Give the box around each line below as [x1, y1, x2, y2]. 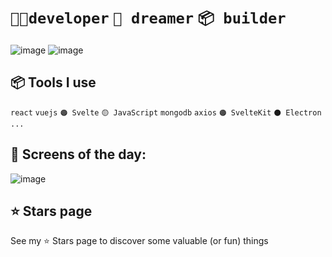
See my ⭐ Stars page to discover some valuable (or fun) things [10, 235, 269, 247]
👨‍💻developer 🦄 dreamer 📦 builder [10, 9, 287, 28]
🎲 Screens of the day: [10, 146, 147, 163]
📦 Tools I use [10, 74, 97, 91]
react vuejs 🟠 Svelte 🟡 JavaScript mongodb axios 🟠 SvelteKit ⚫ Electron [10, 107, 322, 118]
